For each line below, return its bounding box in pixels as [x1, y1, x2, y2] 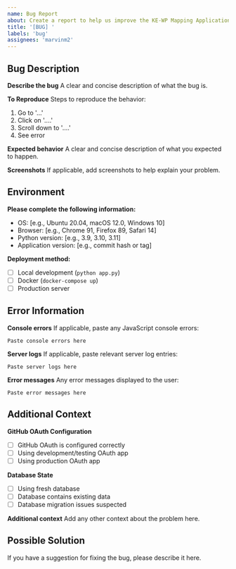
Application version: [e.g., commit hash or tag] [17, 241, 152, 249]
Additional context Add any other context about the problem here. [7, 514, 200, 523]
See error [17, 131, 46, 139]
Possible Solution [7, 534, 86, 546]
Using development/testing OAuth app [17, 449, 129, 457]
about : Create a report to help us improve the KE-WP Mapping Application [7, 17, 231, 24]
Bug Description [7, 63, 79, 75]
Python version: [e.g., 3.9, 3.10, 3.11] [17, 233, 121, 242]
